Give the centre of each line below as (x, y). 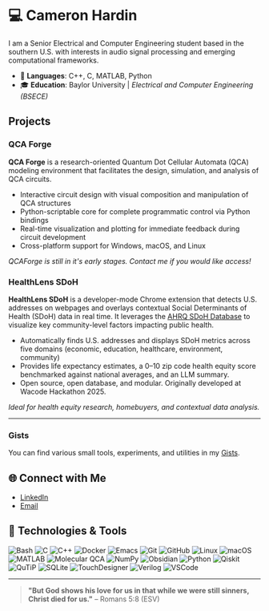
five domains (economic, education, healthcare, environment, (121, 349)
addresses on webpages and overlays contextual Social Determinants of (128, 308)
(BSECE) (34, 96)
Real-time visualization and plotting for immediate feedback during (130, 229)
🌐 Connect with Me (57, 478)
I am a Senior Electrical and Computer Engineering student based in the (126, 43)
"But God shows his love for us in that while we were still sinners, (139, 590)
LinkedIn (34, 497)
